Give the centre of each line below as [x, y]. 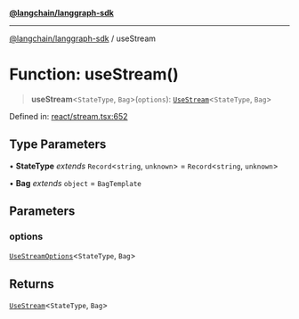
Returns [32, 284]
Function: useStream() [94, 74]
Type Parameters [58, 145]
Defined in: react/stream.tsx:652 [69, 116]
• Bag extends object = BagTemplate [76, 183]
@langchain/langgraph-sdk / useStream [83, 38]
